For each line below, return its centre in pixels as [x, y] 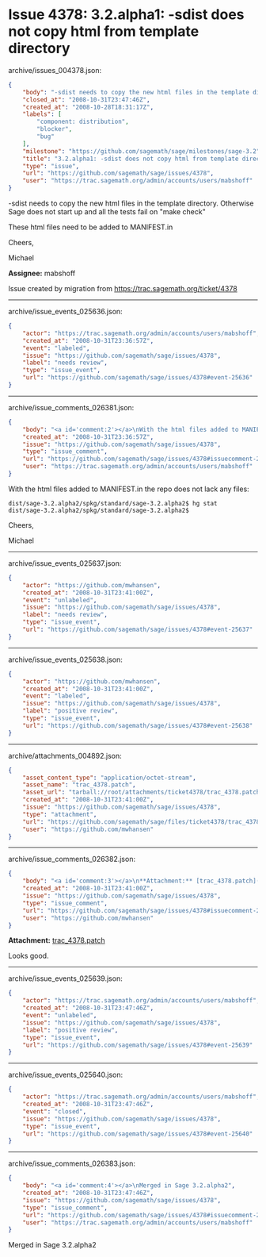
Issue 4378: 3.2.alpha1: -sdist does [126, 15]
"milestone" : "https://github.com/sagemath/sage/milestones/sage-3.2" [141, 151]
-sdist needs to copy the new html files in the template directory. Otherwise [131, 203]
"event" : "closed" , [55, 1111]
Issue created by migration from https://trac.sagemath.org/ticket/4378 [123, 289]
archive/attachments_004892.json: [65, 755]
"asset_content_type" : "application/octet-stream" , [109, 778]
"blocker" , [55, 129]
